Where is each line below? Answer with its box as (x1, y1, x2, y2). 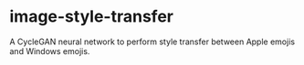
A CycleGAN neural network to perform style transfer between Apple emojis (9, 36, 295, 47)
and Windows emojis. (9, 45, 90, 56)
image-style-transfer (9, 6, 173, 27)
